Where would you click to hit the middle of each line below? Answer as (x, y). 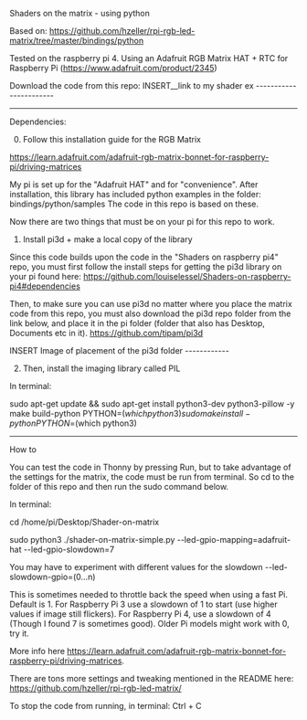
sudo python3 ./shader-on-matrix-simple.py (92, 540)
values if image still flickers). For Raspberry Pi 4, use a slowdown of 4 (140, 614)
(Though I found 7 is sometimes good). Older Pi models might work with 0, (149, 624)
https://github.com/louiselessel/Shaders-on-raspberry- (187, 276)
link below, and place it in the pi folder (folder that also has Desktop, (137, 323)
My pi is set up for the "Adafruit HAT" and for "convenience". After (134, 185)
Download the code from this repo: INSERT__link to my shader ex (132, 85)
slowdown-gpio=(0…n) (53, 577)
